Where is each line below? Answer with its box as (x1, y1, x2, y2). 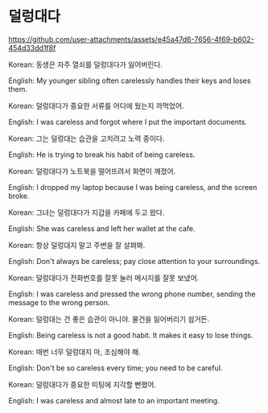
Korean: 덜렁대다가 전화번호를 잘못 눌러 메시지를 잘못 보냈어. (8, 273, 200, 283)
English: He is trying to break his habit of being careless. (8, 150, 196, 159)
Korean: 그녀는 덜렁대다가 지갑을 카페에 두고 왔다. (8, 207, 165, 217)
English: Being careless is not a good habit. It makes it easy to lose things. (8, 330, 254, 340)
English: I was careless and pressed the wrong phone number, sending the (8, 289, 256, 299)
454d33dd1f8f (8, 43, 56, 52)
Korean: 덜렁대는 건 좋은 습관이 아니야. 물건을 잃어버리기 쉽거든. (8, 314, 210, 324)
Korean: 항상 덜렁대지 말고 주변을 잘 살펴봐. (8, 240, 146, 250)
